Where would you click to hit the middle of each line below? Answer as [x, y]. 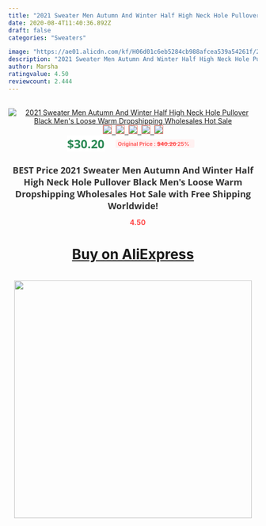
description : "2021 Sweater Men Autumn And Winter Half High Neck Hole [129, 59]
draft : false [30, 30]
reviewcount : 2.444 [40, 81]
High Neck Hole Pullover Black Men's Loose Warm [133, 182]
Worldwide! [133, 206]
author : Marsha [33, 67]
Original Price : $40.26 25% [154, 143]
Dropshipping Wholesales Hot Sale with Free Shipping [133, 194]
